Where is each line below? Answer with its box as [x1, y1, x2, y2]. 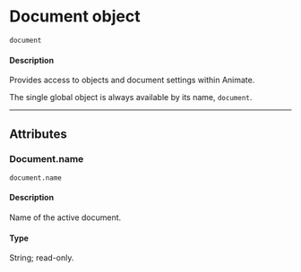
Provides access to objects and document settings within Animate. [9, 74, 255, 86]
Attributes [9, 126, 67, 141]
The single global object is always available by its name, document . [9, 92, 253, 103]
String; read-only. [9, 252, 74, 263]
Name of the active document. [9, 212, 122, 223]
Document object [9, 6, 141, 27]
